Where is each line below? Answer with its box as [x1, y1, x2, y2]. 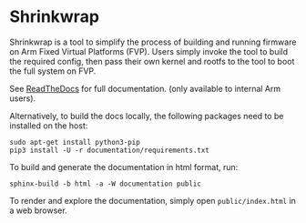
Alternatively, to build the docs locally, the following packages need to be [9, 110, 284, 121]
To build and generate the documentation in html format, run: [9, 161, 239, 172]
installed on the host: [9, 120, 88, 131]
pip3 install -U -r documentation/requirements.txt [9, 146, 209, 155]
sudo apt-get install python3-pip [9, 137, 141, 147]
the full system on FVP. [9, 66, 97, 76]
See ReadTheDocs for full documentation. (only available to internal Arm [9, 83, 281, 94]
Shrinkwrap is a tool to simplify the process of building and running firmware [9, 36, 297, 47]
